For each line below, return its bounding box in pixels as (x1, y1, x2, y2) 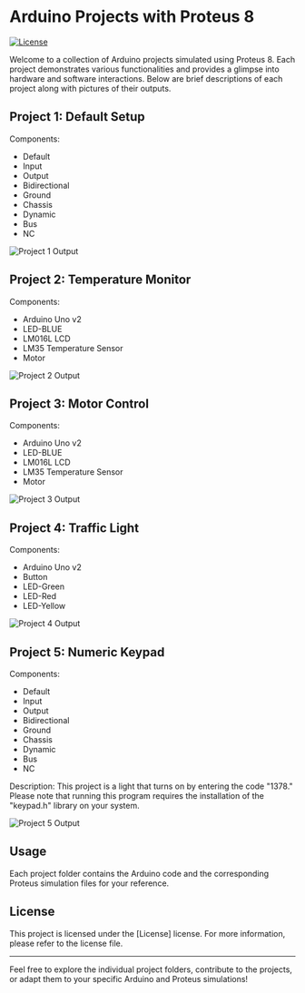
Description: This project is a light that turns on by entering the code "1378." (9, 781, 293, 791)
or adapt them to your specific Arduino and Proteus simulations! (9, 973, 248, 984)
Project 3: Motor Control (9, 396, 150, 411)
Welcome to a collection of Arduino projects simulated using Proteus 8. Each (9, 54, 296, 64)
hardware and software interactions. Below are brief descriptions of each (9, 73, 283, 84)
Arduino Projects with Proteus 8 (9, 6, 255, 27)
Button (22, 572, 48, 583)
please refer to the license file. (9, 938, 123, 949)
